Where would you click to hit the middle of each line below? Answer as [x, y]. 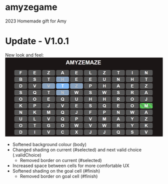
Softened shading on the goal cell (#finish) [56, 171]
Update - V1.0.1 [37, 41]
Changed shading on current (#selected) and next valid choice [77, 150]
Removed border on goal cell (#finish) [59, 176]
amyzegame [31, 7]
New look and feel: [24, 55]
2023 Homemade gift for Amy [36, 21]
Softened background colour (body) [49, 144]
